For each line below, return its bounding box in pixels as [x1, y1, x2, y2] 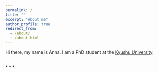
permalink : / [5, 7, 33, 13]
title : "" [5, 12, 26, 17]
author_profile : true [5, 21, 51, 27]
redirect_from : [5, 26, 37, 31]
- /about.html [10, 36, 39, 41]
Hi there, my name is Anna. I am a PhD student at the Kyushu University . [5, 49, 154, 55]
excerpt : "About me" [5, 17, 49, 22]
